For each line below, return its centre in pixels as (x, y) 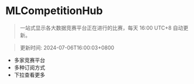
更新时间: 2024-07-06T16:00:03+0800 (67, 48)
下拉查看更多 (29, 75)
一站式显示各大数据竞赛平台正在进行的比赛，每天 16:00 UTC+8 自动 (101, 28)
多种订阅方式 (29, 67)
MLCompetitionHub (54, 11)
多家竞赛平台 (29, 60)
